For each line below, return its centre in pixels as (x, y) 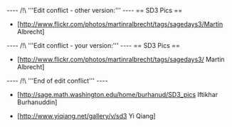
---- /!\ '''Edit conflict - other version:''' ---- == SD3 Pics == (95, 10)
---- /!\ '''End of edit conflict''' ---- (57, 81)
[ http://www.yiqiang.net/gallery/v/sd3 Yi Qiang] (86, 116)
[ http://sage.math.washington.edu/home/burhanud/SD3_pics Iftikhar (117, 95)
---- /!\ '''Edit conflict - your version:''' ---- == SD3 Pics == (94, 45)
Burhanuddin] (37, 102)
